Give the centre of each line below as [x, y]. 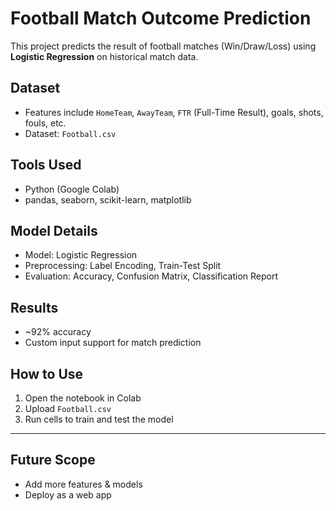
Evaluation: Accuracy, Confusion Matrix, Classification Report [151, 276]
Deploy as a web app [68, 494]
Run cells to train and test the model [99, 419]
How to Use [47, 373]
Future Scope [53, 460]
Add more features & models [83, 484]
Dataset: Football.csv [70, 133]
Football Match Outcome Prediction [161, 18]
